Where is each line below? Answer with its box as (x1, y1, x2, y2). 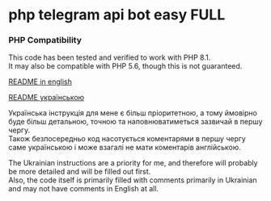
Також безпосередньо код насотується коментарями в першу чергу (8, 134, 247, 144)
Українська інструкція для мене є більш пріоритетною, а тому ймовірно (8, 108, 257, 118)
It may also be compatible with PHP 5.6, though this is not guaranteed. (8, 61, 243, 71)
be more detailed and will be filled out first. (8, 167, 151, 177)
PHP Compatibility (8, 35, 83, 46)
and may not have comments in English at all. (8, 184, 159, 194)
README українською (8, 93, 85, 103)
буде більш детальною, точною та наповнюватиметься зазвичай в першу (8, 117, 263, 127)
